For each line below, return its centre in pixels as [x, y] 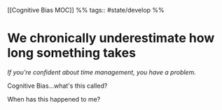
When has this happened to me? [54, 99]
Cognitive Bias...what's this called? [57, 86]
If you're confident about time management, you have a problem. [102, 72]
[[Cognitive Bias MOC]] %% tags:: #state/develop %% [86, 10]
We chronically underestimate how [111, 38]
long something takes [72, 53]
